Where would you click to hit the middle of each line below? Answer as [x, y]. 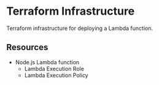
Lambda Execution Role [54, 68]
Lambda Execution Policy [56, 75]
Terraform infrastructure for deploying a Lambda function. [80, 28]
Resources [27, 47]
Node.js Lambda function [47, 62]
